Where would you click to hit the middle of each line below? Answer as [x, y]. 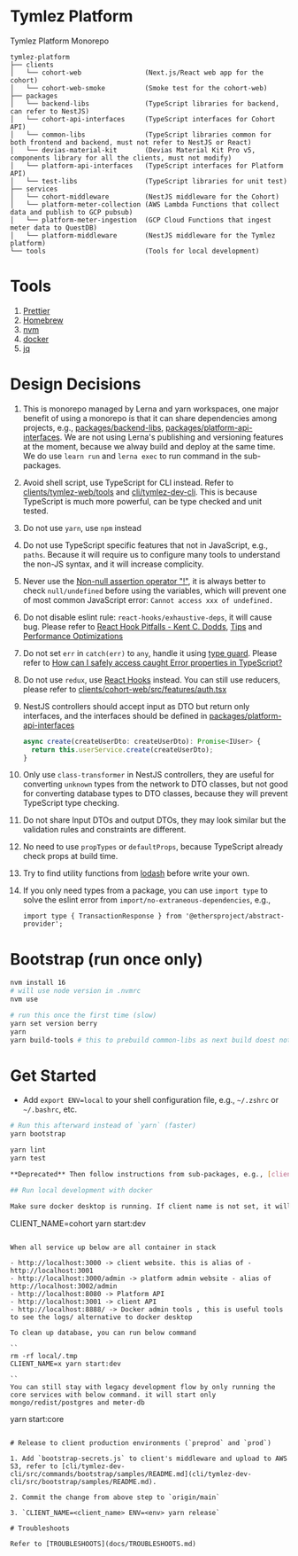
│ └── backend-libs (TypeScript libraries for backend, [145, 104]
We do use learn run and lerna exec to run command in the [132, 456]
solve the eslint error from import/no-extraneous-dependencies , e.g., [146, 900]
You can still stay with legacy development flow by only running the [143, 1387]
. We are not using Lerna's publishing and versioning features [172, 437]
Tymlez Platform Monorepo [60, 41]
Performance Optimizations [73, 636]
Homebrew [43, 320]
